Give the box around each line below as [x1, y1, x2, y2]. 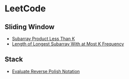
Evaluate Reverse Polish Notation [11, 68, 80, 74]
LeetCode [4, 3, 46, 14]
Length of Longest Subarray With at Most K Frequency [11, 41, 124, 47]
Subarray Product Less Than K [11, 36, 75, 41]
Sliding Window [4, 23, 55, 31]
